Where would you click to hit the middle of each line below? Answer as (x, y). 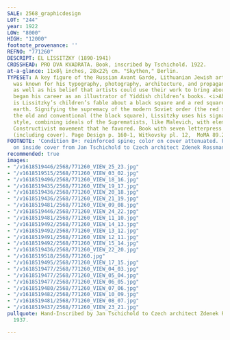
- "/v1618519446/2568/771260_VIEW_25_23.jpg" (73, 167)
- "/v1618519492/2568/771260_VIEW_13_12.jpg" (73, 231)
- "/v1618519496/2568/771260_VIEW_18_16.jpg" (73, 179)
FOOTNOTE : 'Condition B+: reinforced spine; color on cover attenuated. (113, 141)
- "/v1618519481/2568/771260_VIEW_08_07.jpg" (73, 301)
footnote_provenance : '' (42, 45)
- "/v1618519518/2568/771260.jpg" (56, 256)
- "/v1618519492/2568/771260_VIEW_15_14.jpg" (73, 243)
